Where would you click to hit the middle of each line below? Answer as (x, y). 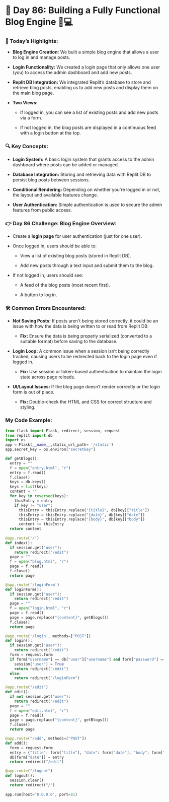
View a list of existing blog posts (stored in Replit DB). (75, 256)
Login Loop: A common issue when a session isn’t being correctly (81, 351)
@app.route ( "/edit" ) (27, 687)
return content (26, 529)
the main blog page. (33, 93)
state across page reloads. (48, 377)
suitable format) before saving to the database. (69, 342)
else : (16, 674)
